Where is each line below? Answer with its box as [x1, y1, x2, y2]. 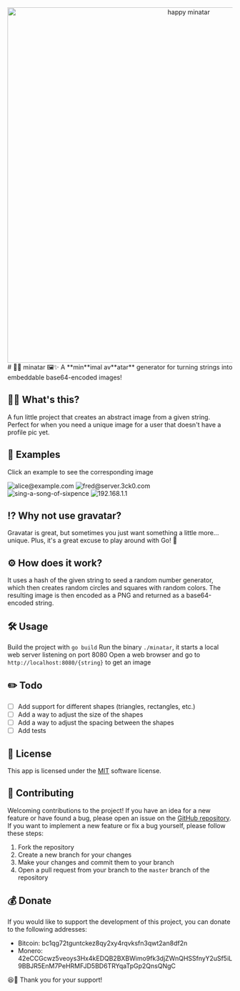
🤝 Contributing [7, 787, 74, 800]
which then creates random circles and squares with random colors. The [7, 584, 221, 592]
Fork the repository [17, 842, 75, 851]
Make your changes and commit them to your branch [17, 857, 174, 867]
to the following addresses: [7, 925, 88, 933]
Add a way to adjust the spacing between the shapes [17, 718, 174, 727]
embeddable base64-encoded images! [7, 373, 123, 382]
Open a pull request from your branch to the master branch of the [17, 865, 210, 874]
